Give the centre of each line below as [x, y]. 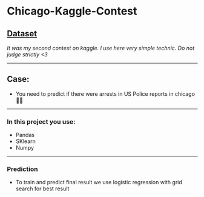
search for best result [42, 189]
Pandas [25, 135]
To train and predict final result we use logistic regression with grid [99, 182]
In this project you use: [41, 121]
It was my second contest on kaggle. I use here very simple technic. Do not [101, 48]
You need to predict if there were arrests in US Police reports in [95, 94]
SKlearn [25, 141]
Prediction [22, 169]
